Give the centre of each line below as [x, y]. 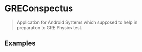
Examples [20, 43]
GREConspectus [39, 9]
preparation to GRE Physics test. [50, 27]
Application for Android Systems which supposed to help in [77, 22]
